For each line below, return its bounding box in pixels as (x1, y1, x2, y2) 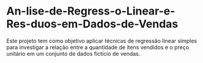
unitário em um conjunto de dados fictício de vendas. (6, 50, 141, 57)
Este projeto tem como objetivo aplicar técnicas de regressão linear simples (6, 37, 197, 44)
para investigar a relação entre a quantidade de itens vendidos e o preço (6, 44, 190, 51)
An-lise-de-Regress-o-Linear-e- (6, 4, 175, 18)
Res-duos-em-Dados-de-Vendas (6, 17, 179, 31)
